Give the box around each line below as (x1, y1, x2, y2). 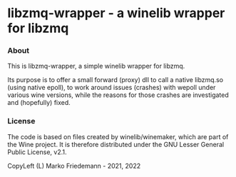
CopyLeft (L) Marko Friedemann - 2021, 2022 (7, 161, 141, 170)
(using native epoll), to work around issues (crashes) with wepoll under (7, 84, 216, 92)
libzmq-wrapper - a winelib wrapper (7, 5, 225, 21)
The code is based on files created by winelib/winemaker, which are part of (7, 132, 229, 141)
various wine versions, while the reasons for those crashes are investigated (7, 91, 230, 99)
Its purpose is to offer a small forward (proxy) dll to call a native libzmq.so (7, 76, 223, 84)
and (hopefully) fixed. (7, 98, 71, 107)
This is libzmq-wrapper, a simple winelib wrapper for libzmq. (7, 62, 185, 71)
